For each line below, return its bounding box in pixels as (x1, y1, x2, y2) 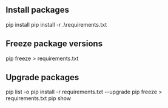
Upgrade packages (5, 72, 79, 83)
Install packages (5, 5, 69, 15)
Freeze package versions (5, 39, 103, 49)
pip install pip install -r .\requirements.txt (5, 21, 107, 28)
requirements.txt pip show (5, 95, 71, 102)
